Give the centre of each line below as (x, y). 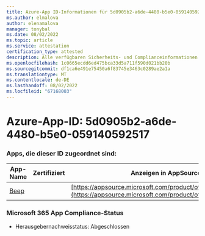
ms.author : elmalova (33, 18)
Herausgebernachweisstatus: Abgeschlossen (72, 226)
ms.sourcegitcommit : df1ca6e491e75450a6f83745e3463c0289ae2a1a (88, 69)
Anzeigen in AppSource (166, 173)
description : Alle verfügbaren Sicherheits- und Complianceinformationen (102, 57)
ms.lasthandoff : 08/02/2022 (42, 86)
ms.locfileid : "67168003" (39, 91)
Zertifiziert (49, 173)
